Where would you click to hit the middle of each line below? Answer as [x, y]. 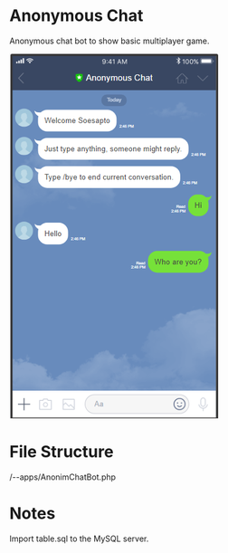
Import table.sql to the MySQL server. [79, 539]
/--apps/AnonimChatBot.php [62, 477]
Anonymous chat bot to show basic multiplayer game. [109, 41]
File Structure [62, 452]
